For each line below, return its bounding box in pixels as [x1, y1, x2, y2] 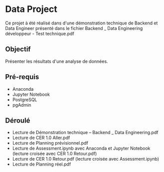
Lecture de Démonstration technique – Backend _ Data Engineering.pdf [12, 130, 159, 136]
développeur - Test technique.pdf [5, 30, 75, 36]
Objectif [5, 45, 31, 53]
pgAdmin [12, 102, 31, 108]
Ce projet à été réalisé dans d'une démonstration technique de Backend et [5, 20, 158, 26]
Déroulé [5, 116, 30, 125]
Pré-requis [5, 73, 39, 81]
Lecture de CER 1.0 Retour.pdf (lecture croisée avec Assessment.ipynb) [12, 156, 160, 162]
